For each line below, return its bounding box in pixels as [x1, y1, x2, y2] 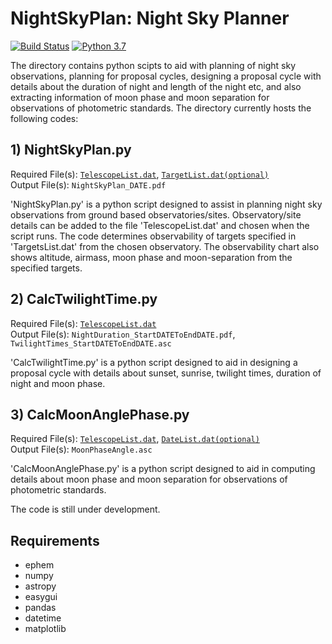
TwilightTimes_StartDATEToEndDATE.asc [10, 338, 172, 349]
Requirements [10, 532, 100, 549]
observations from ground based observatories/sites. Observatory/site [10, 208, 302, 221]
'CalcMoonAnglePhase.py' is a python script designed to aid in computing [10, 463, 316, 475]
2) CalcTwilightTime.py [10, 291, 158, 308]
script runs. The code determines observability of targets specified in [10, 230, 297, 242]
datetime [24, 612, 62, 624]
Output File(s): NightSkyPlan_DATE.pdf [10, 178, 167, 191]
